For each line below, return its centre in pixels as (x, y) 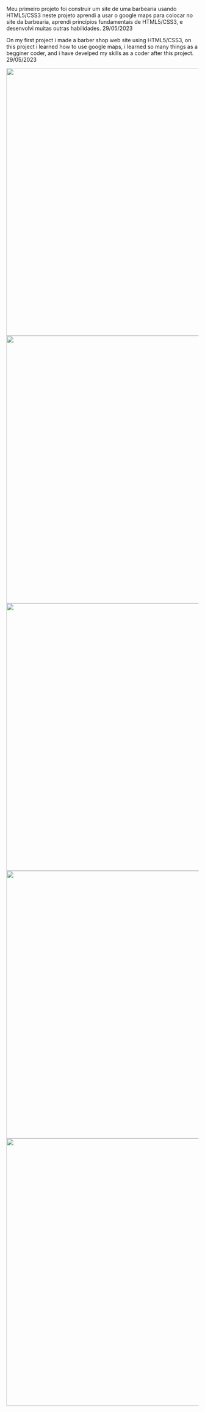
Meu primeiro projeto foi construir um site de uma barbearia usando (92, 9)
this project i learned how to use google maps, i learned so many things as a (102, 46)
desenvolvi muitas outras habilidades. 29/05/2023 (70, 28)
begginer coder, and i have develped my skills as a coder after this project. (100, 53)
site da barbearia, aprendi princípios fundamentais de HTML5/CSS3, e (95, 22)
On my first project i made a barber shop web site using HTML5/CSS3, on (99, 40)
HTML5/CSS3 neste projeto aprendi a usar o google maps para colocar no (100, 15)
